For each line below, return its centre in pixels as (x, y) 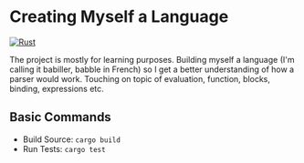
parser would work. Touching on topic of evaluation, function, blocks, (140, 78)
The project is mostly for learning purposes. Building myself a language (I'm (152, 59)
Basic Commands (60, 117)
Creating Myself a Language (119, 17)
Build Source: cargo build (72, 139)
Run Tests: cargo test (64, 148)
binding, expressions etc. (57, 88)
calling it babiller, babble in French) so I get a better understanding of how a (152, 69)
